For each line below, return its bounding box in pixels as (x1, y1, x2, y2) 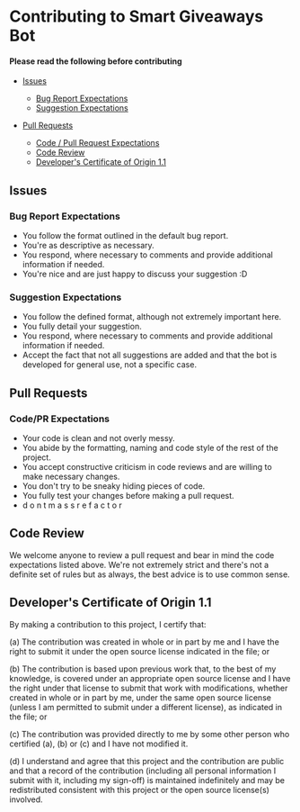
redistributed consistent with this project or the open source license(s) (9, 784, 269, 795)
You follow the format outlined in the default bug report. (22, 230, 229, 241)
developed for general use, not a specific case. (22, 359, 198, 370)
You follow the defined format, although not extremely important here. (22, 311, 282, 322)
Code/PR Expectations (9, 412, 110, 425)
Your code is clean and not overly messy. (22, 433, 175, 444)
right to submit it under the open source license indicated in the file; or (9, 645, 270, 656)
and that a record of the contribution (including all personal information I (9, 765, 277, 776)
